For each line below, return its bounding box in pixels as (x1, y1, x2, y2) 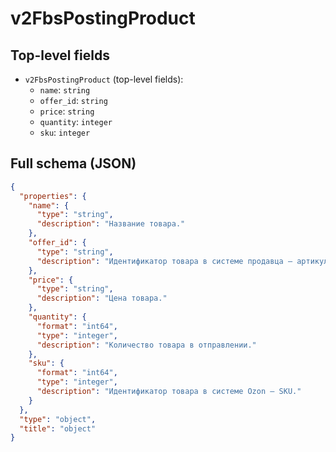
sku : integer (39, 127, 91, 138)
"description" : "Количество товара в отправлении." (36, 340, 257, 350)
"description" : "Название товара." (36, 219, 186, 229)
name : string (39, 84, 91, 96)
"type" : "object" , (19, 414, 97, 424)
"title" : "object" (19, 423, 97, 434)
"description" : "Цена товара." (36, 293, 168, 304)
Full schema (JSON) (10, 155, 137, 172)
